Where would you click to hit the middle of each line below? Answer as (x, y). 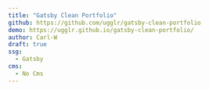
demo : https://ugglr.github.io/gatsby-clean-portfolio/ (101, 30)
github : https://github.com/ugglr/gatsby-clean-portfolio (104, 23)
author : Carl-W (33, 37)
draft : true (27, 45)
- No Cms (29, 74)
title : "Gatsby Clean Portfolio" (63, 15)
